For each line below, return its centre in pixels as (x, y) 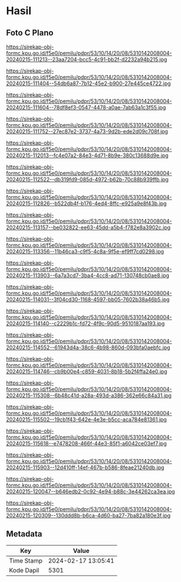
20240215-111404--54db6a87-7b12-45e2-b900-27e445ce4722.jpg (88, 83)
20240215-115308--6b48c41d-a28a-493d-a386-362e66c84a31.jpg (89, 395)
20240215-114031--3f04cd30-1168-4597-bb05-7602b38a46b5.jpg (88, 299)
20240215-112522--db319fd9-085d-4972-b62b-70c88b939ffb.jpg (88, 179)
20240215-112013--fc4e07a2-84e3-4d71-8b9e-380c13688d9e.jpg (88, 155)
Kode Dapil (24, 570)
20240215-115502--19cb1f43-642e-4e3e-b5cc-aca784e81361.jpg (86, 420)
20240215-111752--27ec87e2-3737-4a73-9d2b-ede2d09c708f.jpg (87, 131)
